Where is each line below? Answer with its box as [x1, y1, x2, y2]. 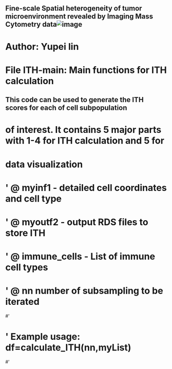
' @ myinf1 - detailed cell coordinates [5, 182, 167, 193]
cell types [5, 262, 48, 274]
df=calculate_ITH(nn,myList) [5, 342, 131, 354]
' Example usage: [5, 331, 81, 343]
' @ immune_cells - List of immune [5, 251, 156, 262]
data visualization [5, 159, 83, 170]
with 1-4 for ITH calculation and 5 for [5, 135, 164, 147]
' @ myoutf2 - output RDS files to [5, 216, 148, 228]
